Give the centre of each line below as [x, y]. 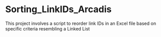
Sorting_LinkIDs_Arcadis [58, 9]
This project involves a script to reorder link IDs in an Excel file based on [81, 23]
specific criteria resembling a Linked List [47, 28]
